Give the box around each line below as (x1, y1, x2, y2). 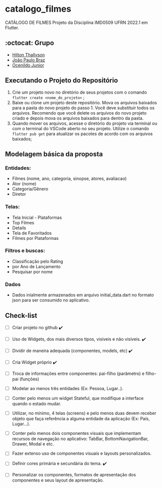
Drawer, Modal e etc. (12, 441, 54, 447)
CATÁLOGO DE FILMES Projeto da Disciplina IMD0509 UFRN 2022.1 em (5, 20, 148, 25)
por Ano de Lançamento (12, 263, 61, 269)
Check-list (5, 311, 37, 320)
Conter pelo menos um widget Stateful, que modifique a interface (12, 395, 144, 401)
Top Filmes (12, 219, 35, 225)
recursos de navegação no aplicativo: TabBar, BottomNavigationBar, (12, 436, 149, 442)
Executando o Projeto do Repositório (5, 77, 118, 85)
